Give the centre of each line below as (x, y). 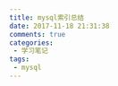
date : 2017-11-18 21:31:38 (59, 26)
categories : (31, 43)
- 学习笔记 (31, 51)
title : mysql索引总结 (47, 17)
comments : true (38, 34)
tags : (19, 59)
